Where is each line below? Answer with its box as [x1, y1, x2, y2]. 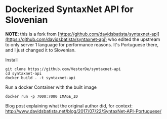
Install [5, 56, 18, 63]
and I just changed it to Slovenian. [5, 47, 76, 53]
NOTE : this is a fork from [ [5, 31, 60, 37]
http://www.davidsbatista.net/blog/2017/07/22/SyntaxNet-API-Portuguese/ [5, 108, 162, 114]
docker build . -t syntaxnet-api [5, 75, 76, 80]
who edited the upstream [108, 36, 160, 42]
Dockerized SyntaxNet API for [5, 4, 134, 15]
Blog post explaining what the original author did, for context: [5, 102, 133, 109]
